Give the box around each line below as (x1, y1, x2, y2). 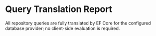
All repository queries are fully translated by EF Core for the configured (5, 20, 151, 26)
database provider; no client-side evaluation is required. (5, 25, 120, 31)
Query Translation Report (5, 3, 113, 15)
